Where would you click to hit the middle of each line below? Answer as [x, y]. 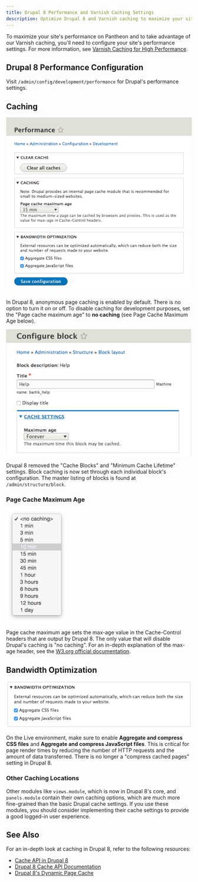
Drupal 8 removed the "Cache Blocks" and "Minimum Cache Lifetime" [91, 466]
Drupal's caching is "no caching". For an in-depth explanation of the [89, 645]
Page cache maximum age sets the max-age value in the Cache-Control [94, 633]
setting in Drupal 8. [29, 763]
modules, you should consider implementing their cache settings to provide [98, 810]
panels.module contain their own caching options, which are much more [93, 797]
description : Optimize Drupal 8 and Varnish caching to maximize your [95, 19]
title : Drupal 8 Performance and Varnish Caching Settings [80, 12]
